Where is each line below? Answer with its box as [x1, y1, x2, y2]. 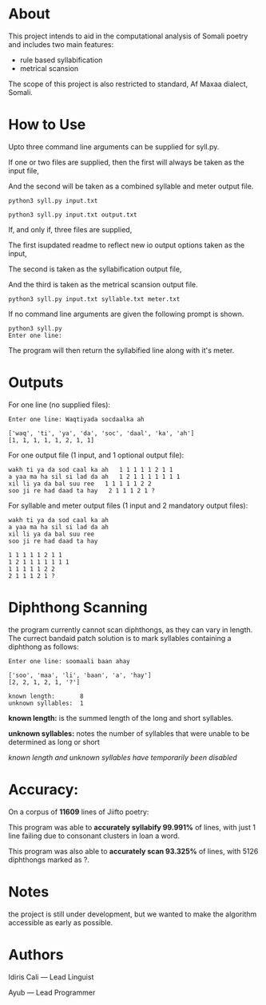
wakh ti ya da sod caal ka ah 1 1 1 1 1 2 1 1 [8, 465, 173, 473]
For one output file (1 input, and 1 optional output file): [8, 450, 185, 460]
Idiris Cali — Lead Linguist [8, 971, 94, 982]
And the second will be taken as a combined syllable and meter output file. [8, 181, 254, 191]
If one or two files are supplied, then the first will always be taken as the [8, 157, 245, 167]
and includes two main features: [8, 39, 114, 49]
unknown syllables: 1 [8, 699, 84, 707]
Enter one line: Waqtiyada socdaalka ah [8, 415, 145, 423]
